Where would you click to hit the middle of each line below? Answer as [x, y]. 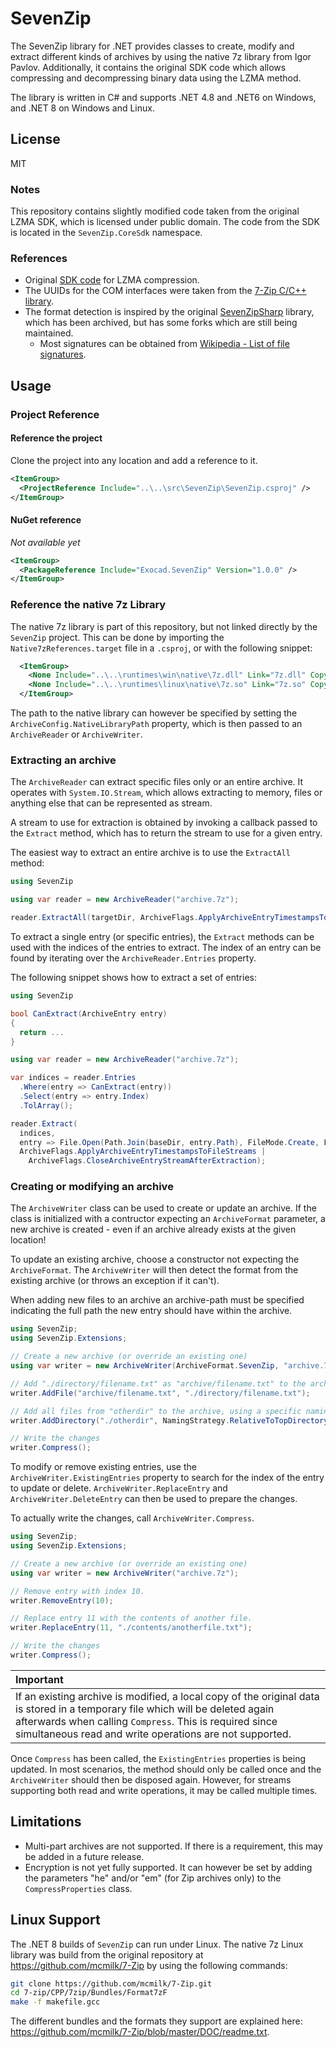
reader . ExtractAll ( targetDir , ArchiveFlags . [104, 918]
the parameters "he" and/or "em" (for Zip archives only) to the [153, 1878]
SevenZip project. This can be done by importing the [117, 637]
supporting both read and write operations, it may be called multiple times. [164, 1790]
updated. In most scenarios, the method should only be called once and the [166, 1769]
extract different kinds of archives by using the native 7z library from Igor [161, 56]
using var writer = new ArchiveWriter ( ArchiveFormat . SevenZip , [145, 1366]
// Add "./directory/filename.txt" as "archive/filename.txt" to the [158, 1383]
